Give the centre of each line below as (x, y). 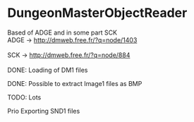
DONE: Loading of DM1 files (48, 70)
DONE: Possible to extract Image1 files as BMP (75, 83)
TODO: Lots (24, 97)
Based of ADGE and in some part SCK (62, 32)
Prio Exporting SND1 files (44, 111)
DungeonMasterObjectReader (97, 13)
